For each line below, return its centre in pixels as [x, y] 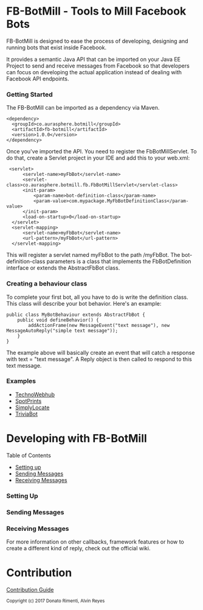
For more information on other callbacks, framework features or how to [95, 542]
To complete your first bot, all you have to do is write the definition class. [97, 297]
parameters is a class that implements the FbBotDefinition [119, 261]
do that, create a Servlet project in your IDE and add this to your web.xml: [98, 158]
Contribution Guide [30, 589]
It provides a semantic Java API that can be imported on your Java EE [94, 59]
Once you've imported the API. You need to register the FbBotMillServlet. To [101, 152]
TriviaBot [26, 414]
